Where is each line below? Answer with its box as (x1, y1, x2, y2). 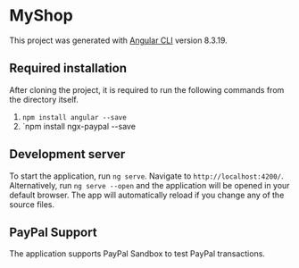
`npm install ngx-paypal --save (21, 121, 137, 131)
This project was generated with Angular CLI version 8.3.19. (9, 35, 228, 46)
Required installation (9, 61, 128, 76)
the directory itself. (9, 94, 79, 105)
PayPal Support (9, 224, 97, 239)
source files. (9, 198, 55, 210)
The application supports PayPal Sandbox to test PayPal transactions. (9, 248, 266, 259)
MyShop (9, 5, 73, 26)
